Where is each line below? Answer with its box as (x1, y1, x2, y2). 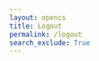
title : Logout (9, 22, 63, 30)
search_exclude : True (9, 38, 91, 48)
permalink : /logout (9, 30, 83, 39)
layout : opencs (9, 13, 67, 22)
